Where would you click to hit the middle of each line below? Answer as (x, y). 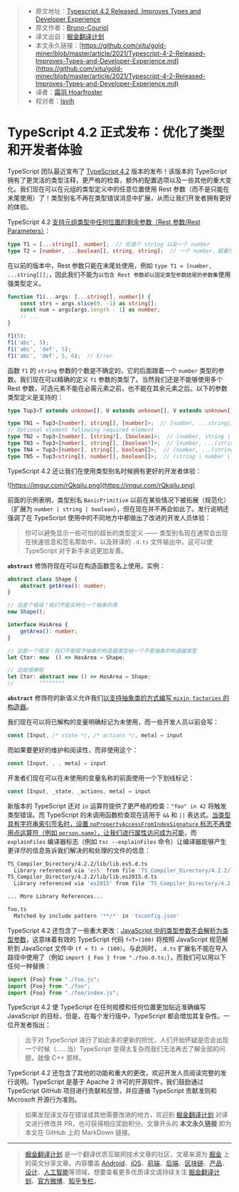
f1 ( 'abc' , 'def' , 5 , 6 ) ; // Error (60, 356)
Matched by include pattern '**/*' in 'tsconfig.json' (97, 916)
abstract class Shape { (43, 579)
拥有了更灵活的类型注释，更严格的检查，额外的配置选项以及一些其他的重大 (116, 180)
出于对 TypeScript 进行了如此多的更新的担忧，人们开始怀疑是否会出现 (127, 1040)
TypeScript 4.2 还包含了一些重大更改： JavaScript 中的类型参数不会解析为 (115, 930)
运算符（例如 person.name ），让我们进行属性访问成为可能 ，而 (108, 833)
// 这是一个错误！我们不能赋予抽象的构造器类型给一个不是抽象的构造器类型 (102, 650)
